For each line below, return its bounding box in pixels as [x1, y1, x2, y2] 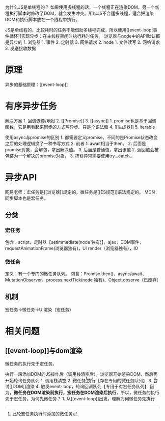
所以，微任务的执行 [120, 390, 160, 395]
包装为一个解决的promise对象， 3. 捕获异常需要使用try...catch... [5, 153, 134, 159]
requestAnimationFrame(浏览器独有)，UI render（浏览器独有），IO [5, 245, 138, 251]
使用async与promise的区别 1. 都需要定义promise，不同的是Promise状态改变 [5, 134, 158, 140]
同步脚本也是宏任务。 [5, 195, 48, 201]
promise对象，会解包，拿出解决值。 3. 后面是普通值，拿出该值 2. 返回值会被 [5, 146, 159, 152]
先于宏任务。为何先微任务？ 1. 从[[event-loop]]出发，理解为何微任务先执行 [5, 396, 155, 402]
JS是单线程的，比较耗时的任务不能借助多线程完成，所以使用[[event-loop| [5, 27, 153, 33]
